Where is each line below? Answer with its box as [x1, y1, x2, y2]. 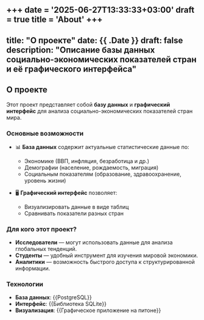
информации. [15, 265, 51, 272]
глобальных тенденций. [15, 245, 77, 253]
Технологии [6, 280, 44, 289]
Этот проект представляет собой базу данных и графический [6, 101, 171, 108]
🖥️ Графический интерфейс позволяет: [15, 189, 118, 196]
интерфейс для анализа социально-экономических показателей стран [6, 107, 193, 115]
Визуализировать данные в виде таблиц [24, 203, 129, 210]
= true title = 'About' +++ [6, 15, 103, 25]
